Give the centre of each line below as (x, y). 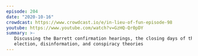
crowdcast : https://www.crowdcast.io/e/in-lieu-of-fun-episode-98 (89, 22)
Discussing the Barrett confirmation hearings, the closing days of (100, 38)
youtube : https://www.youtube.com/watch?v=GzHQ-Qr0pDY (75, 28)
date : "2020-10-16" (30, 17)
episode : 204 (22, 11)
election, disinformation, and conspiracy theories (79, 44)
